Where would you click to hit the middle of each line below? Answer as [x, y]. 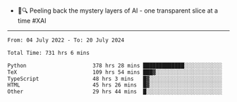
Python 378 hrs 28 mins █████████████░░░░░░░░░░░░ [115, 65]
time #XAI [32, 21]
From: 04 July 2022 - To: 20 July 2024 [66, 40]
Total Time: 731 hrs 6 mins [49, 53]
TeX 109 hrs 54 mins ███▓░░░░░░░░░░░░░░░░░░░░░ [115, 72]
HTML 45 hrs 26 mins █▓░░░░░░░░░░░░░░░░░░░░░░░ [115, 85]
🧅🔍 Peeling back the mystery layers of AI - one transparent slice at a [118, 11]
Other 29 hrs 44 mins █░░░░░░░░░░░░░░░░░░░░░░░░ [115, 92]
